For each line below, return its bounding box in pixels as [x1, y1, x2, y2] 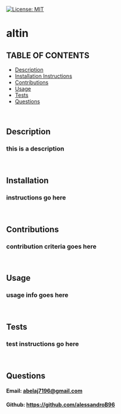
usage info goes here [6, 291, 69, 299]
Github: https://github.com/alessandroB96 [6, 401, 115, 409]
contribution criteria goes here [6, 242, 97, 250]
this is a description [6, 145, 64, 153]
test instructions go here [6, 340, 79, 348]
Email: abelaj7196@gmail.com [6, 387, 83, 394]
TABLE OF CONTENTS [6, 50, 89, 60]
